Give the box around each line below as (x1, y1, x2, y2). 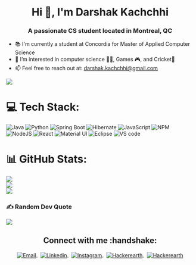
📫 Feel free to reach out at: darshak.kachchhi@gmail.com (14, 65, 158, 72)
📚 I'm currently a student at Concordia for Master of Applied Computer (14, 40, 191, 48)
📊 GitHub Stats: (6, 152, 88, 166)
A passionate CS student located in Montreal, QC (27, 27, 173, 35)
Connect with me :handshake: (43, 235, 157, 246)
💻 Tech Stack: (6, 100, 80, 114)
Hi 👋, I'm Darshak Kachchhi (32, 5, 169, 19)
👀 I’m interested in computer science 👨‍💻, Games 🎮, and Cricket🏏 (14, 56, 176, 63)
